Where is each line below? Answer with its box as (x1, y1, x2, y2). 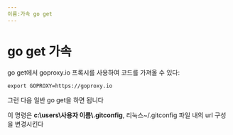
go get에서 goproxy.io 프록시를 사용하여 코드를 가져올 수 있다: (7, 68, 180, 77)
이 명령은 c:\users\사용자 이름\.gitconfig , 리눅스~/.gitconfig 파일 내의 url (7, 111, 213, 119)
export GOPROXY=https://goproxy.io (7, 82, 113, 90)
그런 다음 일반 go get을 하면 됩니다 (7, 95, 104, 104)
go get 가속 (7, 43, 72, 59)
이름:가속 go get (7, 10, 53, 18)
